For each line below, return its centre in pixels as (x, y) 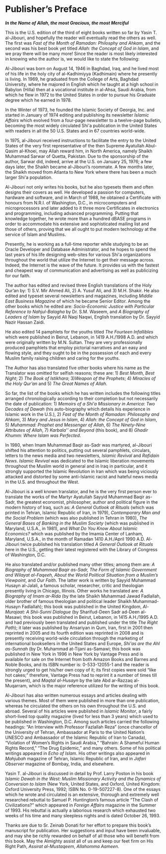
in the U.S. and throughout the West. (42, 482)
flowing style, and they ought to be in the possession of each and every (78, 353)
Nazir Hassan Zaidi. (25, 322)
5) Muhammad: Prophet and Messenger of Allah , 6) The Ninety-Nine (75, 425)
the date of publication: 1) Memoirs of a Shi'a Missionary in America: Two (80, 403)
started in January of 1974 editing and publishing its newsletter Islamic (77, 115)
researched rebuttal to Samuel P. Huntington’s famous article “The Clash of (82, 799)
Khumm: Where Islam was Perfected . (43, 435)
